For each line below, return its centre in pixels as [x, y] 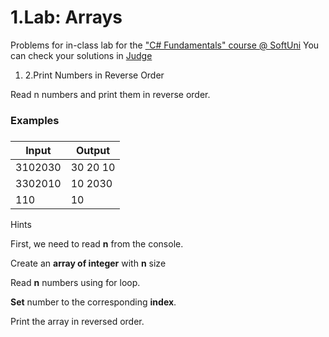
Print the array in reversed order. [77, 321]
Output [93, 150]
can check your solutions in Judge [81, 55]
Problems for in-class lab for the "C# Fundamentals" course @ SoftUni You [165, 45]
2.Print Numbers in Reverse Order [94, 75]
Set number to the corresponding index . [93, 302]
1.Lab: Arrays [66, 17]
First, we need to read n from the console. [97, 243]
